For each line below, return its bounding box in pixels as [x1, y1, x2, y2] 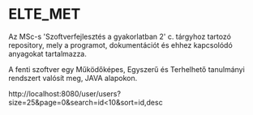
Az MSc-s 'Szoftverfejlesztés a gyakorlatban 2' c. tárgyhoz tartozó [8, 32, 231, 41]
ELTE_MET [8, 5, 81, 23]
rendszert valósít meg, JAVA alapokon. [8, 73, 138, 83]
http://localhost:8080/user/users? [8, 88, 122, 98]
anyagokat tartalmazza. [8, 49, 88, 58]
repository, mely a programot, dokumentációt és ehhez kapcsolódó [8, 40, 233, 49]
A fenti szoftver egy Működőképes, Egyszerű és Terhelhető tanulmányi [8, 64, 245, 74]
